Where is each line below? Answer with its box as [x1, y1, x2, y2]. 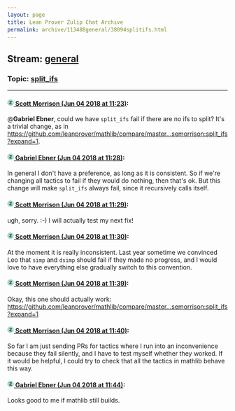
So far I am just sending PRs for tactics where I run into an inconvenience [7, 342, 218, 350]
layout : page [7, 11, 45, 18]
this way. [7, 364, 33, 372]
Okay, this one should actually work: [7, 295, 112, 304]
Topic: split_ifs [7, 74, 58, 83]
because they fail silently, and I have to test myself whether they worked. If [7, 349, 223, 358]
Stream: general [7, 53, 79, 64]
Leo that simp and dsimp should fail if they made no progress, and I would [7, 256, 218, 264]
